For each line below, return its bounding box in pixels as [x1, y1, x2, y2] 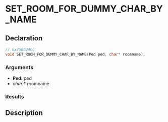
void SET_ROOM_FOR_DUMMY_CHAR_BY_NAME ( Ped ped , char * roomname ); [5, 51, 145, 57]
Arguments [5, 64, 34, 71]
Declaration [5, 34, 43, 42]
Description [5, 109, 43, 117]
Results [5, 93, 24, 100]
